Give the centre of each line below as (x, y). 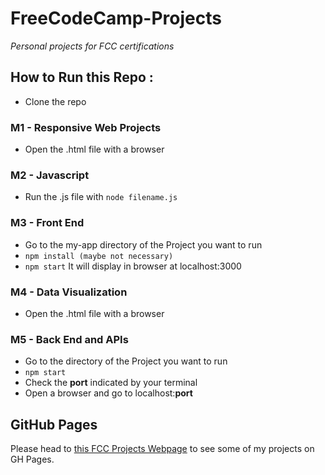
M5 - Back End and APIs (69, 339)
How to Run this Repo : (82, 77)
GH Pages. (32, 459)
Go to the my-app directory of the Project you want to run (143, 244)
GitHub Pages (54, 424)
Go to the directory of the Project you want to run (126, 361)
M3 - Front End (47, 223)
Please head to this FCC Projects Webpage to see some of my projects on (162, 449)
